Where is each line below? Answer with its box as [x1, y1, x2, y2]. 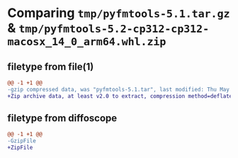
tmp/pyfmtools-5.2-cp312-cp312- [18, 23, 210, 36]
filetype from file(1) [7, 60, 94, 72]
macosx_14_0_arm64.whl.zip [7, 35, 166, 49]
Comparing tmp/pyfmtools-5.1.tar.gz [7, 5, 230, 21]
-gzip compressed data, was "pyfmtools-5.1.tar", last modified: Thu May [7, 86, 230, 93]
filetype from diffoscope [7, 112, 118, 125]
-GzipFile [7, 137, 37, 145]
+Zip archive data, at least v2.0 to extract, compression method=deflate [7, 92, 233, 100]
